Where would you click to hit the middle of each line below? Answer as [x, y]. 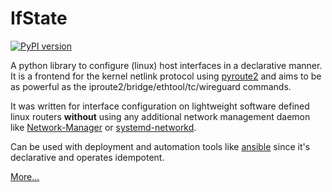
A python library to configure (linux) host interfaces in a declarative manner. [166, 65]
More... [25, 176]
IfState [39, 18]
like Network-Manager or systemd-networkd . [103, 127]
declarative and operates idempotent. [87, 157]
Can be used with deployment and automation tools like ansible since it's [160, 146]
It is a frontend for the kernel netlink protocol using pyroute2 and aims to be [166, 76]
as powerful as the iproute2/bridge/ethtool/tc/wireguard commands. [151, 86]
